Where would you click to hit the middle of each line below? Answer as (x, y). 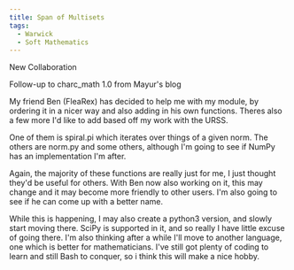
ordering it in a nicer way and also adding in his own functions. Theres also (146, 111)
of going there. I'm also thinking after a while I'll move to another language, (146, 238)
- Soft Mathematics (53, 42)
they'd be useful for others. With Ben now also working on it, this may (136, 183)
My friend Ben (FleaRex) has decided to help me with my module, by (134, 102)
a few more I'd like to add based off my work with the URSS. (119, 120)
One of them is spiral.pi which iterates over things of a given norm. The (139, 137)
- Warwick (35, 34)
